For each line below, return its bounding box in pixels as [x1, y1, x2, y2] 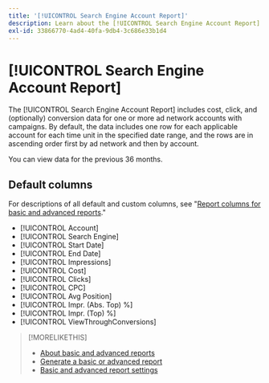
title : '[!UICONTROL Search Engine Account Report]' [8, 11, 189, 20]
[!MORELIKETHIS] [27, 332, 88, 342]
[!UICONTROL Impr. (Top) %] [19, 308, 116, 318]
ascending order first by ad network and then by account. [8, 139, 199, 149]
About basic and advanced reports [39, 348, 155, 358]
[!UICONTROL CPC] [19, 283, 86, 293]
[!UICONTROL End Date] [19, 249, 101, 259]
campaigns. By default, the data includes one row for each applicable [8, 122, 238, 132]
